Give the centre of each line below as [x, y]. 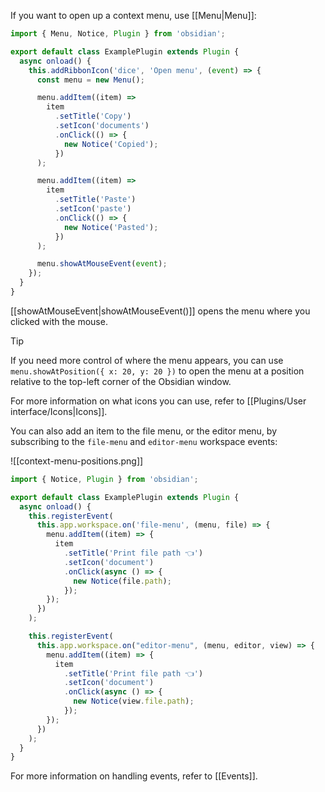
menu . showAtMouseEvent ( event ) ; [102, 264]
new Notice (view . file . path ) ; [134, 701]
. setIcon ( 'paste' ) [93, 209]
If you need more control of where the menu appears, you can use [147, 360]
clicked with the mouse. [59, 321]
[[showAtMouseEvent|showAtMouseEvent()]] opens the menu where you [160, 311]
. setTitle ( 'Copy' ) [93, 116]
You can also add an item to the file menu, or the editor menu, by [144, 431]
